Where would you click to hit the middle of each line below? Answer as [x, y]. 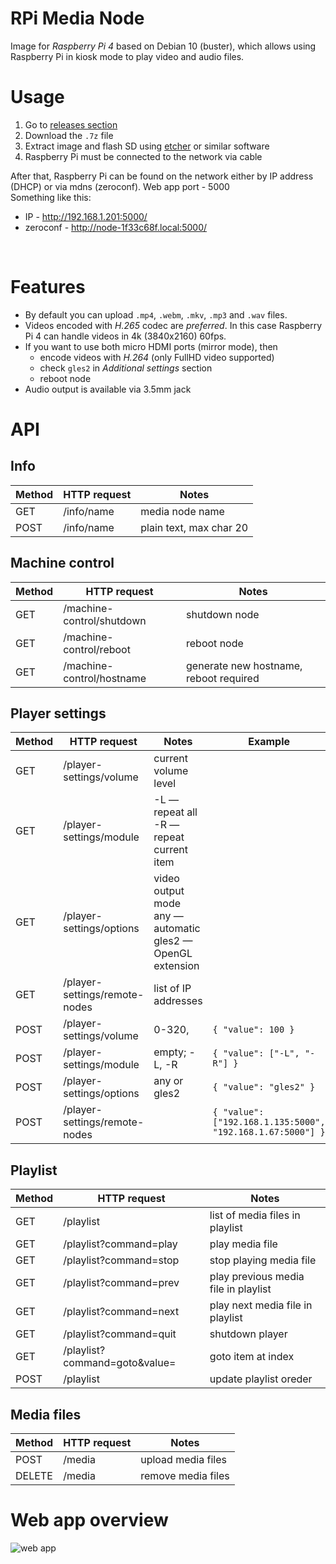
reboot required [223, 678]
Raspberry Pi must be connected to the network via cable [143, 156]
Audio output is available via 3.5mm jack [108, 389]
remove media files [185, 1476]
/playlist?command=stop [121, 1260]
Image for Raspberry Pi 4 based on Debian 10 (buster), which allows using [163, 46]
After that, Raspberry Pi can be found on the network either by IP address [162, 176]
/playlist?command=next [121, 1312]
